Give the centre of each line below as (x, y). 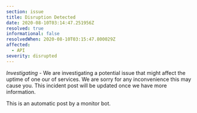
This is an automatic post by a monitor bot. (59, 103)
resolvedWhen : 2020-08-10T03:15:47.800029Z (61, 39)
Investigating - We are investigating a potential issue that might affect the (96, 73)
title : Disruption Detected (41, 17)
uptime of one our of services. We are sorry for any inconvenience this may (99, 79)
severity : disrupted (32, 56)
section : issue (25, 12)
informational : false (33, 34)
